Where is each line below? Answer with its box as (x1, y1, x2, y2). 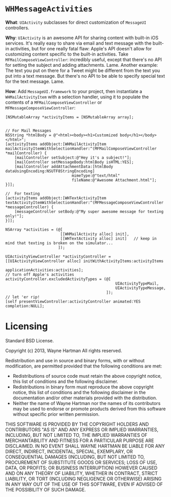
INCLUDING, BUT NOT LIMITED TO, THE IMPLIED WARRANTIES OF (5, 432, 147, 438)
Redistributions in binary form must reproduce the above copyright (12, 383, 154, 390)
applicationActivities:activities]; (5, 267, 83, 272)
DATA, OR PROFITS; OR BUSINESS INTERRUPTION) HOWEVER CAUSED (5, 465, 158, 471)
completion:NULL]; (5, 303, 45, 308)
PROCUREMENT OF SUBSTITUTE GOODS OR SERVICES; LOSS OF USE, (5, 459, 158, 465)
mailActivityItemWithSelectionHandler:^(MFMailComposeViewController (5, 146, 157, 151)
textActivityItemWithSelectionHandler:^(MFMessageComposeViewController (5, 200, 164, 205)
